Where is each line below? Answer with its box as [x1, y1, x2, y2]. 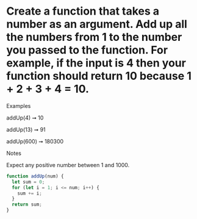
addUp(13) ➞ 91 [6, 126, 46, 133]
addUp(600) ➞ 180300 [6, 137, 64, 145]
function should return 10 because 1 [6, 69, 192, 83]
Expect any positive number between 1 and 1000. [6, 161, 130, 168]
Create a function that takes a [6, 4, 160, 18]
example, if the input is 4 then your [6, 56, 186, 70]
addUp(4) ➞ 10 [6, 114, 44, 121]
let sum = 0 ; [12, 179, 45, 185]
